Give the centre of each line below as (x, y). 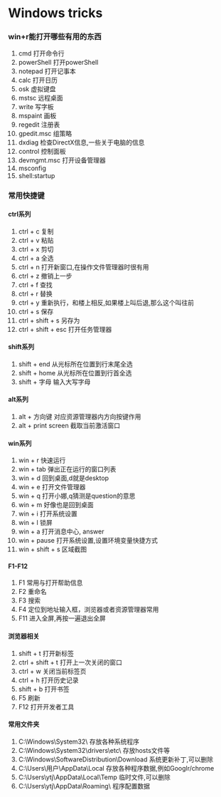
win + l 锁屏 (35, 523)
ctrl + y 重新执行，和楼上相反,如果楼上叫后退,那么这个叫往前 (106, 302)
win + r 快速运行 (42, 460)
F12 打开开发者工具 (46, 707)
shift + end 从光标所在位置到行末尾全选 (76, 364)
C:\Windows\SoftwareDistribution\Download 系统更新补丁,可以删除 (116, 759)
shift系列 (21, 347)
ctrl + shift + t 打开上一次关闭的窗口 (70, 662)
